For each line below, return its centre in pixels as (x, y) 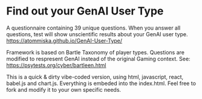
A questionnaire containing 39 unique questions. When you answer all (93, 28)
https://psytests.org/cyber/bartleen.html (56, 65)
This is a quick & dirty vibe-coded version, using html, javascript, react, (95, 77)
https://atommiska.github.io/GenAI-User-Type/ (64, 40)
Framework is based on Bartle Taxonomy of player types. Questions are (96, 52)
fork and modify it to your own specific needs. (64, 89)
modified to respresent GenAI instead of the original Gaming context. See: (98, 59)
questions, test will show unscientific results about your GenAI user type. (97, 34)
